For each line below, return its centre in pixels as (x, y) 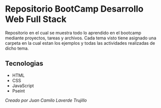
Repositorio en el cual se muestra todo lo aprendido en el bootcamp (73, 33)
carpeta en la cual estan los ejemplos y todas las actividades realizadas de (80, 43)
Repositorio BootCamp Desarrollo (74, 9)
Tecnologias (24, 63)
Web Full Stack (36, 19)
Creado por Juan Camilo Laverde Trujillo (46, 100)
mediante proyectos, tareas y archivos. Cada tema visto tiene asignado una (81, 38)
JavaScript (23, 86)
